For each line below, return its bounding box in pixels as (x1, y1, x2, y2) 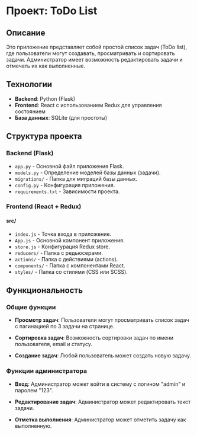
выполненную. (14, 422, 52, 429)
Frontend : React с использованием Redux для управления (14, 101, 162, 108)
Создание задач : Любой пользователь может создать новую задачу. (14, 352, 191, 359)
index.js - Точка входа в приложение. (14, 230, 112, 238)
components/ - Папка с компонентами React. (14, 262, 125, 269)
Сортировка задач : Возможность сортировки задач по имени (14, 334, 173, 341)
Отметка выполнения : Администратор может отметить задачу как (14, 416, 186, 423)
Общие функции (6, 303, 56, 311)
